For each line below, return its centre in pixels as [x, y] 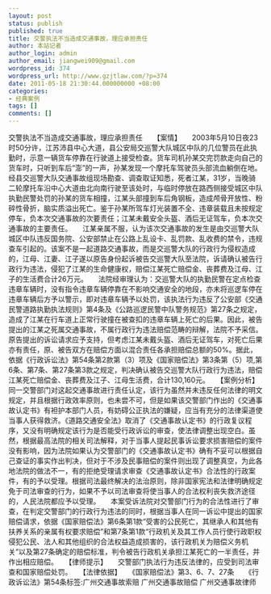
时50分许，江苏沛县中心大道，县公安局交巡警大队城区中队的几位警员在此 [129, 147]
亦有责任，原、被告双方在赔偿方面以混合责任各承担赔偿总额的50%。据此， [133, 350]
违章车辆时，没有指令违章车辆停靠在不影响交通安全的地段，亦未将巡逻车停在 [135, 289]
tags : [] [23, 106]
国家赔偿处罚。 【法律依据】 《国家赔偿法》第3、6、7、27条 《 [137, 572]
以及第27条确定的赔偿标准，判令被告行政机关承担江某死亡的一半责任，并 [140, 552]
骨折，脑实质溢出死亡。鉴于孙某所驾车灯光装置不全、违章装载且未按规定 [142, 208]
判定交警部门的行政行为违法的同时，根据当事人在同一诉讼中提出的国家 [146, 511]
